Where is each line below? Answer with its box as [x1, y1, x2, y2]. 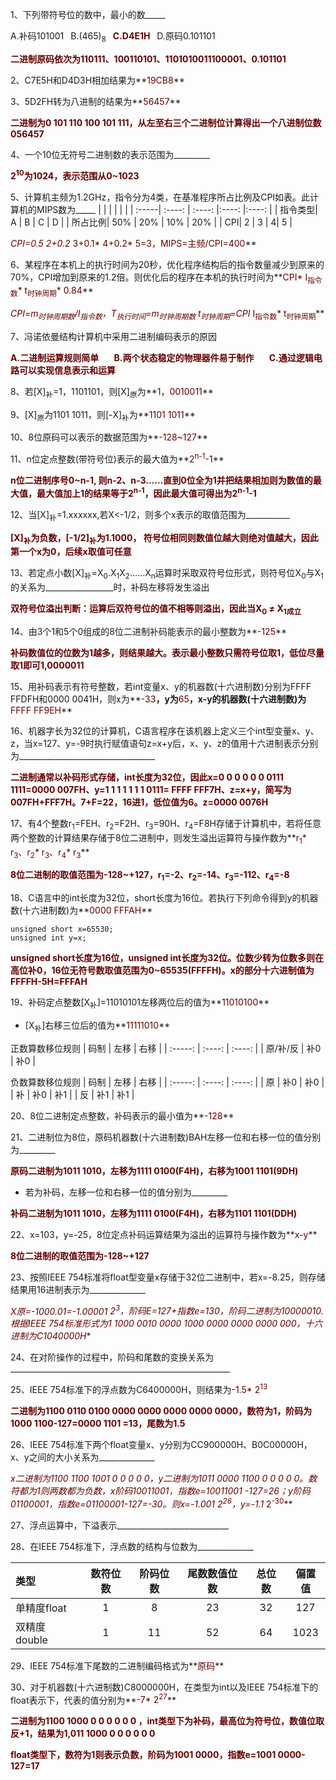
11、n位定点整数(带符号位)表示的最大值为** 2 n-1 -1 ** [10, 451, 225, 465]
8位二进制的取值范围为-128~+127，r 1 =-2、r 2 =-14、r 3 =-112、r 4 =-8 [10, 869, 290, 883]
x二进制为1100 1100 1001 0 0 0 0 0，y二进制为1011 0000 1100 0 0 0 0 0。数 [10, 1473, 318, 1485]
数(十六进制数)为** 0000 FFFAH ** [10, 904, 153, 917]
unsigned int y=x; [10, 933, 87, 943]
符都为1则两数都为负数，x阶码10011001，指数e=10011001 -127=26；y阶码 [10, 1485, 311, 1497]
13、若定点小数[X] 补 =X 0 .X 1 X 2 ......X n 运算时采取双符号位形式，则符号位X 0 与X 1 [10, 567, 324, 582]
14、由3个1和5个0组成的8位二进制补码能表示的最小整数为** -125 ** [10, 625, 287, 637]
